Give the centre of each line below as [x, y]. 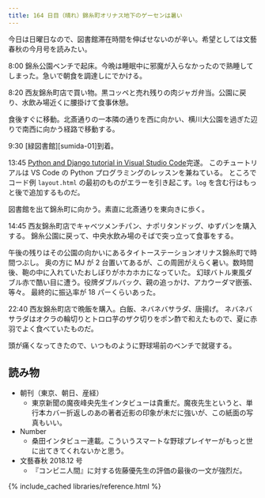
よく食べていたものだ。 [60, 328]
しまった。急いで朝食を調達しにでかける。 [78, 75]
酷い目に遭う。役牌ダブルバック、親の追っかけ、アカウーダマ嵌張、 [146, 282]
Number [33, 432]
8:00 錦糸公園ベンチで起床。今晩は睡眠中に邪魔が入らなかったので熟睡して [131, 66]
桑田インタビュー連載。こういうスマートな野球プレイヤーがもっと [139, 441]
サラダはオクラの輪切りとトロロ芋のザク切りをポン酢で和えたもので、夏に [129, 319]
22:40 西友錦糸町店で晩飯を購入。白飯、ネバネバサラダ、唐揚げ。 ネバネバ [131, 308]
